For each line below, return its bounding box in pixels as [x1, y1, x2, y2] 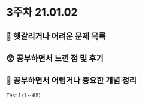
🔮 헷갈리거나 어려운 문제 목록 [6, 31, 106, 41]
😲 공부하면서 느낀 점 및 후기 [6, 53, 104, 63]
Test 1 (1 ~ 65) [6, 91, 41, 99]
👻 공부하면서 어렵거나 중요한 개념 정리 [6, 75, 137, 85]
